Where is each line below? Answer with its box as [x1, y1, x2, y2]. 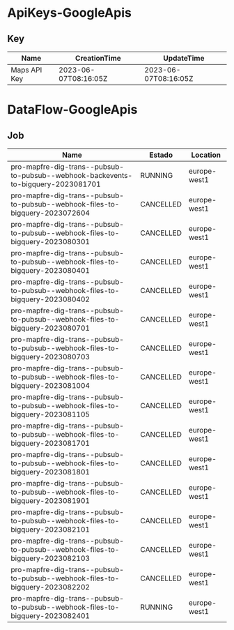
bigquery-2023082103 [10, 553, 91, 563]
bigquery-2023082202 [10, 583, 91, 592]
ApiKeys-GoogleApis [7, 5, 132, 21]
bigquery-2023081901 [10, 496, 91, 505]
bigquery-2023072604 [10, 208, 91, 218]
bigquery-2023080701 [10, 323, 91, 333]
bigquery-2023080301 [10, 237, 91, 246]
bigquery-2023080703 [10, 352, 91, 361]
